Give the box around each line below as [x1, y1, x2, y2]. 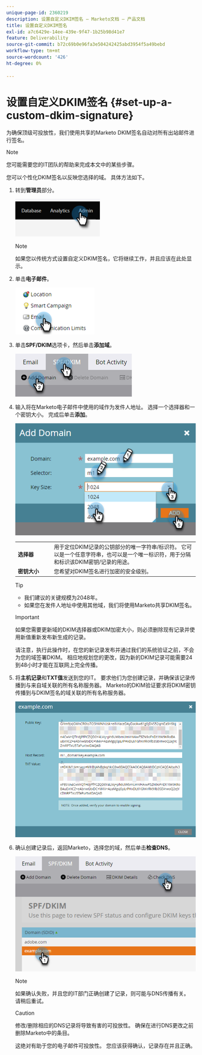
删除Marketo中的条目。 [14, 1029, 73, 1036]
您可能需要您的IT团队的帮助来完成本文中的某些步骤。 [6, 161, 138, 168]
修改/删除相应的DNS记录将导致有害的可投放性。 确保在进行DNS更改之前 [14, 1021, 194, 1029]
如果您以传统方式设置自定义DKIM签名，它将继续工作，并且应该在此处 [14, 255, 187, 262]
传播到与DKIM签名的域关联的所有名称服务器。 [14, 689, 129, 696]
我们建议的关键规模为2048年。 [23, 594, 101, 601]
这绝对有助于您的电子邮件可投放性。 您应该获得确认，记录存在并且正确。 [14, 1042, 196, 1049]
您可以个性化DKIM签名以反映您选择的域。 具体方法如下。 [6, 174, 148, 181]
